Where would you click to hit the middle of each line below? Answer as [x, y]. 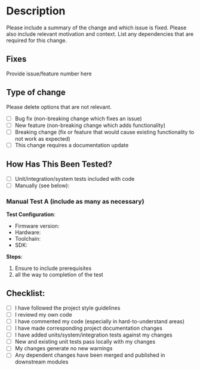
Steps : [14, 257]
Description [36, 11]
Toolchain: [27, 239]
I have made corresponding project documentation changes [89, 328]
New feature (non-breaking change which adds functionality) [90, 125]
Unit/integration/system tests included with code [75, 178]
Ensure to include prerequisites [53, 268]
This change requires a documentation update [72, 145]
